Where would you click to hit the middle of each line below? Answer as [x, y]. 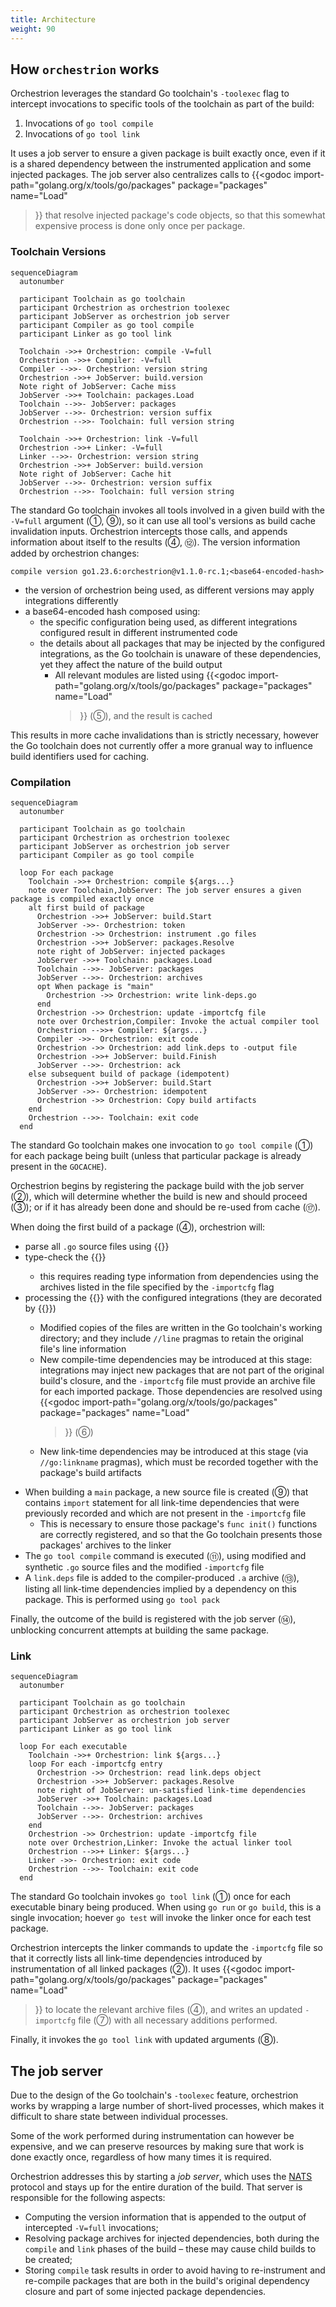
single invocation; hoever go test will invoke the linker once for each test [161, 1918]
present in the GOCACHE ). [58, 1166]
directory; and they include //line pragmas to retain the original [171, 1338]
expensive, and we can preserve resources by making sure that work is [157, 2147]
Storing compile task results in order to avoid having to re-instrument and [175, 2270]
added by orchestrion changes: [75, 553]
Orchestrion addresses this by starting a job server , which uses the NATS [161, 2177]
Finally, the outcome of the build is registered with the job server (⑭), [153, 1618]
